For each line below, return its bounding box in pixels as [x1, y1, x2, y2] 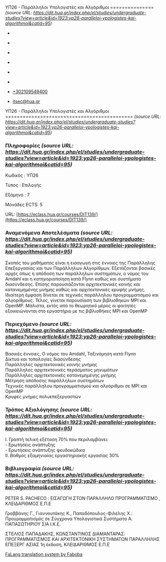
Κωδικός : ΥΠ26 [5, 172, 39, 178]
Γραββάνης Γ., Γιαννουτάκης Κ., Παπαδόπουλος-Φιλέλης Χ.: [5, 511, 133, 517]
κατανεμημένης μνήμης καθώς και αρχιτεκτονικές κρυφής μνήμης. [5, 287, 145, 293]
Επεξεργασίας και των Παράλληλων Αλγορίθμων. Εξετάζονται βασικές [5, 265, 155, 271]
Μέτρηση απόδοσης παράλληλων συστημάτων [5, 377, 104, 383]
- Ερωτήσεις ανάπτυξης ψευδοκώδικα [5, 447, 85, 453]
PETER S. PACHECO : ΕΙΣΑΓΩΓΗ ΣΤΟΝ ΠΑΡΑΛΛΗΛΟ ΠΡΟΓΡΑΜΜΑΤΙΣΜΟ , [5, 496, 160, 502]
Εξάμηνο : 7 [5, 192, 30, 198]
